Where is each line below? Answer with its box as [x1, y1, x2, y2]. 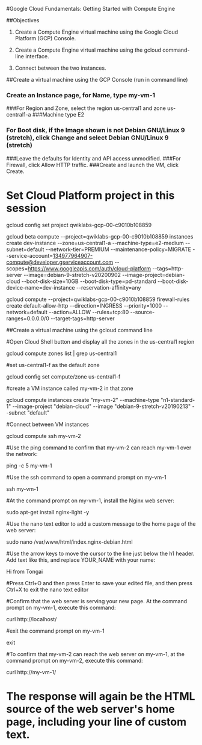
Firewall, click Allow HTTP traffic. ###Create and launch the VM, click [6, 161, 179, 168]
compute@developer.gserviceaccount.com [6, 258, 114, 266]
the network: [6, 450, 38, 457]
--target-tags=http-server [50, 315, 115, 322]
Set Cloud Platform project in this [6, 189, 175, 202]
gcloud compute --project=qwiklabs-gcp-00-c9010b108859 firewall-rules [6, 296, 190, 303]
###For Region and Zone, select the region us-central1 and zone [6, 105, 167, 112]
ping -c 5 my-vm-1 [6, 462, 52, 469]
